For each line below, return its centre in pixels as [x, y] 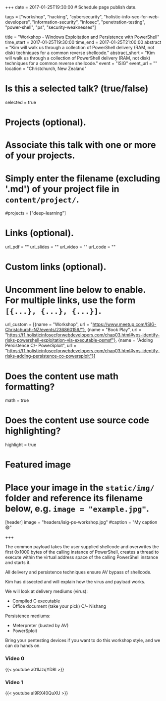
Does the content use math [62, 376]
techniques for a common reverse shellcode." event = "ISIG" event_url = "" [81, 63]
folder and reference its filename [74, 498]
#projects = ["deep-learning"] [35, 213]
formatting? [30, 387]
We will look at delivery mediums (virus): [47, 591]
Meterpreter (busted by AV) [40, 626]
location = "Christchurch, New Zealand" [46, 68]
